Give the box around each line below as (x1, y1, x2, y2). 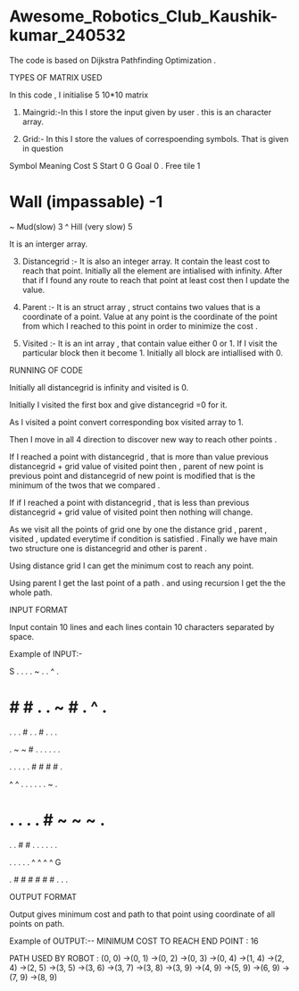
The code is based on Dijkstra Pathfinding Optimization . (9, 55, 217, 65)
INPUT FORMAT (9, 604, 69, 615)
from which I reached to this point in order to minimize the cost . (21, 320, 258, 332)
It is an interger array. (9, 239, 88, 249)
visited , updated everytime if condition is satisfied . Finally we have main (9, 533, 278, 544)
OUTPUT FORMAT (9, 891, 78, 902)
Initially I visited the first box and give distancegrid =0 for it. (9, 399, 228, 410)
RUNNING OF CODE (9, 365, 83, 375)
